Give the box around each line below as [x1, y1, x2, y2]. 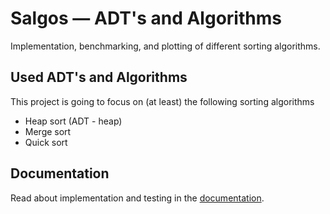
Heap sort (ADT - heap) [24, 115, 123, 127]
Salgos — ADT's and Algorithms [10, 7, 282, 30]
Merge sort [24, 125, 72, 137]
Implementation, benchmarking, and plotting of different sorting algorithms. [10, 40, 321, 52]
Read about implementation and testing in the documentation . [10, 192, 265, 204]
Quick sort [24, 136, 68, 148]
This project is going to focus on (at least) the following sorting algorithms [10, 95, 315, 107]
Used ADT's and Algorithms [10, 69, 188, 86]
